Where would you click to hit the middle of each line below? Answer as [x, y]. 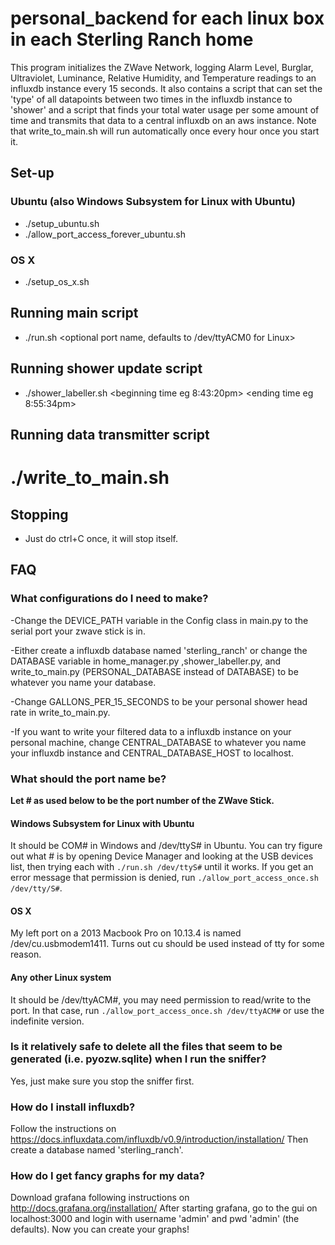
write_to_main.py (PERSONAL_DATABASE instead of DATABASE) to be [154, 671]
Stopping [39, 514]
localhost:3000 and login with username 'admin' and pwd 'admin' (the [155, 1219]
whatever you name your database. [83, 682]
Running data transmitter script [110, 434]
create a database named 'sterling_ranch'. [97, 1150]
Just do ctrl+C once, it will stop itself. [101, 538]
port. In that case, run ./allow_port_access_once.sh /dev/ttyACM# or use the [167, 1010]
